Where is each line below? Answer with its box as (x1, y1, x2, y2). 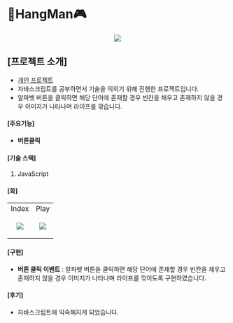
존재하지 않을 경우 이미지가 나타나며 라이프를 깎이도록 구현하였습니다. (17, 273, 206, 282)
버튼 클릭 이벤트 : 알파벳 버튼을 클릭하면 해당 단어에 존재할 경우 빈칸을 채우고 (17, 265, 226, 273)
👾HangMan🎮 (7, 6, 87, 22)
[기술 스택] (7, 153, 36, 162)
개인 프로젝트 (17, 76, 54, 84)
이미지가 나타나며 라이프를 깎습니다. (24, 102, 122, 110)
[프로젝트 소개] (7, 56, 68, 68)
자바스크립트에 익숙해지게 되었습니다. (17, 308, 119, 316)
